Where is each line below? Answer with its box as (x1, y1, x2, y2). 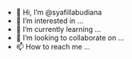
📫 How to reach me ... (15, 42, 90, 51)
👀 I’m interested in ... (15, 16, 84, 26)
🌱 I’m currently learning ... (15, 25, 102, 33)
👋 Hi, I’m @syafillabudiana (15, 8, 102, 17)
